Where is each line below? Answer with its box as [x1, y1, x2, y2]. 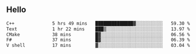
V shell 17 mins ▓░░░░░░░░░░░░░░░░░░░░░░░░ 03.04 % [6, 43, 190, 49]
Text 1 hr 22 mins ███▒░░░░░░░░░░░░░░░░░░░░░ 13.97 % [6, 26, 190, 32]
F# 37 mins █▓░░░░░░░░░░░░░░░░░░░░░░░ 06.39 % [6, 37, 190, 43]
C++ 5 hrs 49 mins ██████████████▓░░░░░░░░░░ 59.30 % [6, 20, 190, 26]
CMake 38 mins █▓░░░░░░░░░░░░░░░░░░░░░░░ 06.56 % [6, 31, 190, 37]
